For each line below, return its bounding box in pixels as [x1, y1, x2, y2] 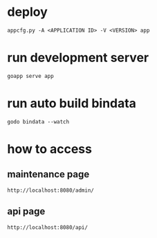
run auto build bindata [7, 96, 137, 111]
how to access [7, 141, 92, 157]
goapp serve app [7, 72, 54, 79]
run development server [7, 50, 149, 66]
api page [7, 206, 46, 217]
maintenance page [7, 168, 90, 180]
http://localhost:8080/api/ [7, 224, 89, 231]
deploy [7, 4, 48, 20]
